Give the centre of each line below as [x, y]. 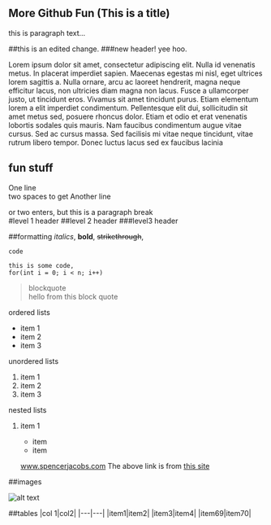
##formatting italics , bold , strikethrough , [76, 236]
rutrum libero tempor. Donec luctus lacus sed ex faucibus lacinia [116, 142]
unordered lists [34, 361]
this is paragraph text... [47, 33]
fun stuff [31, 168]
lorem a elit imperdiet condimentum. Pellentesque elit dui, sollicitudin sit [128, 107]
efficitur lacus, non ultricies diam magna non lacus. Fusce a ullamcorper [129, 90]
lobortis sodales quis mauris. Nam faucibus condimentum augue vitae [125, 125]
